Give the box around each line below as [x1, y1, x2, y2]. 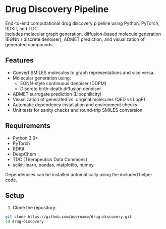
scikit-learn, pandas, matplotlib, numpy [12, 162, 94, 168]
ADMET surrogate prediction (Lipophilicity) [12, 91, 102, 97]
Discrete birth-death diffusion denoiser [20, 86, 101, 92]
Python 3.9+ [12, 135, 39, 141]
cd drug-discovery [5, 219, 44, 224]
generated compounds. [5, 41, 54, 47]
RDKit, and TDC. [5, 25, 39, 31]
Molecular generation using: [12, 74, 71, 81]
